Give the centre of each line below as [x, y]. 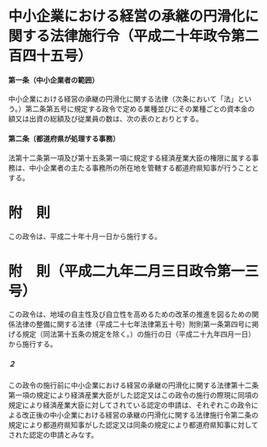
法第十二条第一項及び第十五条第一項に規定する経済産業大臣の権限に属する [130, 158]
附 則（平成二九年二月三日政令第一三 [134, 271]
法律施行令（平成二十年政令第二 [155, 36]
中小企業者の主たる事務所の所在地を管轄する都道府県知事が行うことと [144, 168]
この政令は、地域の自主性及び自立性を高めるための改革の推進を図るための [130, 314]
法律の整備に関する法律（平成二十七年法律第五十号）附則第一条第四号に [133, 324]
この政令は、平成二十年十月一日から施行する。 [85, 236]
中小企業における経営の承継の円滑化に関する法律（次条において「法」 [123, 99]
